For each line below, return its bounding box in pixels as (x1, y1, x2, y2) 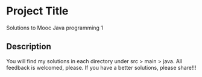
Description (6, 42, 51, 52)
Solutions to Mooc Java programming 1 (6, 24, 104, 31)
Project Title (6, 4, 69, 18)
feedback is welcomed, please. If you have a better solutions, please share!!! (6, 64, 197, 71)
